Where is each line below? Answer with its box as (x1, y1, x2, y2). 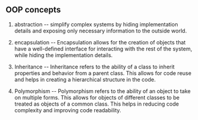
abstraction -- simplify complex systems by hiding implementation (14, 20, 178, 28)
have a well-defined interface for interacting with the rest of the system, (14, 45, 193, 52)
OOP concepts (5, 5, 61, 15)
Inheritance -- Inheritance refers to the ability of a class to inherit (14, 63, 175, 70)
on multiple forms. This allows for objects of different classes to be (14, 94, 180, 101)
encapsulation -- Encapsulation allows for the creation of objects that (14, 38, 186, 46)
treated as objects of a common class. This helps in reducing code (14, 100, 179, 107)
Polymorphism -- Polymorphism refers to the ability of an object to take (14, 87, 191, 95)
